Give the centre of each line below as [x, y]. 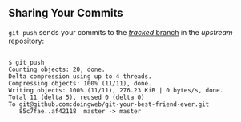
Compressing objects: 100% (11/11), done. [80, 83]
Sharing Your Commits [66, 13]
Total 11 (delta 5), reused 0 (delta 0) [77, 97]
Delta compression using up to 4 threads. [80, 76]
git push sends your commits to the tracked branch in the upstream [121, 32]
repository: [26, 41]
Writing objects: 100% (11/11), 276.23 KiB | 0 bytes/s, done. [116, 90]
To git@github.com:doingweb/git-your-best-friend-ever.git [109, 104]
